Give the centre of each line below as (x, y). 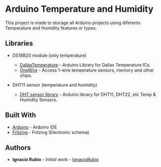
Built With (20, 115)
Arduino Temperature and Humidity (80, 9)
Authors (18, 148)
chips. (26, 75)
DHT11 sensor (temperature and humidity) (55, 85)
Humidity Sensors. (39, 100)
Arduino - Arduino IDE (35, 127)
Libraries (19, 44)
